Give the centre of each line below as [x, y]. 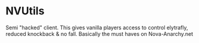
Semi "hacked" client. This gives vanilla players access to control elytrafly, [97, 27]
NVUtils [25, 11]
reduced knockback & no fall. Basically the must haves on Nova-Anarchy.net [99, 33]
